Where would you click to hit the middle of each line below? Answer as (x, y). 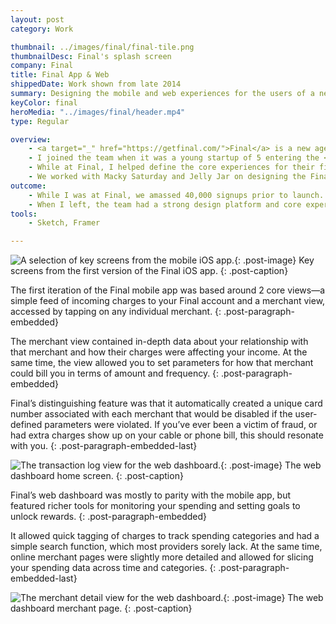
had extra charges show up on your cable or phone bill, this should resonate (167, 435)
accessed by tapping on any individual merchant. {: (116, 312)
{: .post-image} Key (274, 260)
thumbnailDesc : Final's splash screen (91, 56)
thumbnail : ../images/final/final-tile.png (102, 47)
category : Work (42, 29)
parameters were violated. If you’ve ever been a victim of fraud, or (181, 425)
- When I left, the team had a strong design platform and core (165, 204)
